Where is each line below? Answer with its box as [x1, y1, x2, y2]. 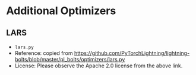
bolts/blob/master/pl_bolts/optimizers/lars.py [14, 56, 125, 63]
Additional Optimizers [6, 4, 116, 18]
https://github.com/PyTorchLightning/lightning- [74, 50, 190, 57]
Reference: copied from [14, 50, 73, 57]
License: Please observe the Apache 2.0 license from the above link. [14, 62, 183, 69]
